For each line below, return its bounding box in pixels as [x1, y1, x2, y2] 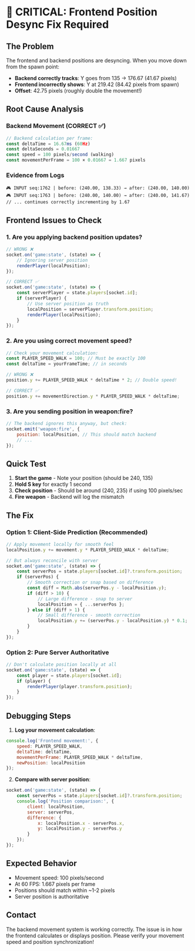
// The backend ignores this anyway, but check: [6, 421, 127, 427]
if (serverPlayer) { [16, 295, 67, 301]
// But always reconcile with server [6, 557, 99, 564]
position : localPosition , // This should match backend [16, 432, 157, 437]
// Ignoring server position [16, 257, 88, 263]
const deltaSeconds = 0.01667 [6, 146, 80, 152]
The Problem [6, 41, 54, 51]
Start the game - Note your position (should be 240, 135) [14, 475, 153, 482]
